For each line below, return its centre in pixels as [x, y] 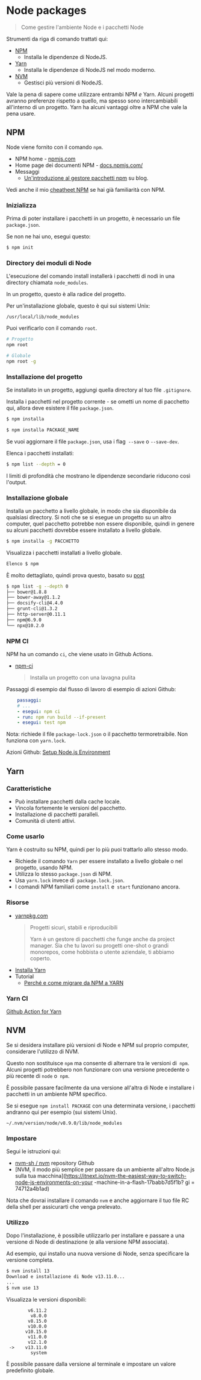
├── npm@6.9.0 [24, 620]
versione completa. [30, 1260]
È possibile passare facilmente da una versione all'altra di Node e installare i [100, 1087]
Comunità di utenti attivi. [45, 821]
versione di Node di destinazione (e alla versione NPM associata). [88, 1242]
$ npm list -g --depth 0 [37, 586]
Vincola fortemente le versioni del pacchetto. [71, 808]
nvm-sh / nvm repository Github [54, 1163]
